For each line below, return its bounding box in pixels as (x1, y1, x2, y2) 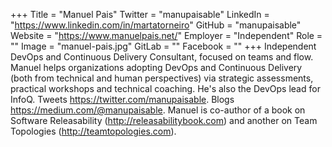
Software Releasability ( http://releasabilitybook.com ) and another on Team (10, 115, 318, 126)
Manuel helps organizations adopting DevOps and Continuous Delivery (10, 62, 303, 73)
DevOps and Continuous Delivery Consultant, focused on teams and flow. (10, 51, 314, 63)
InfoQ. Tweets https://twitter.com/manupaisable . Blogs (10, 94, 235, 105)
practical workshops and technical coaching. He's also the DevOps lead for (10, 83, 321, 94)
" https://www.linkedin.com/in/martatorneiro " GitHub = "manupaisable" (10, 19, 302, 31)
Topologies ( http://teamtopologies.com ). (10, 125, 177, 137)
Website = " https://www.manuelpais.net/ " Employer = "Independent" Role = (10, 30, 323, 41)
